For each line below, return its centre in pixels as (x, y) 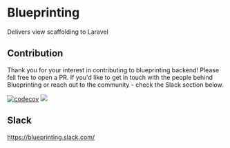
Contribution (35, 53)
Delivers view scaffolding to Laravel (58, 32)
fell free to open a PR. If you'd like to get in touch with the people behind (110, 77)
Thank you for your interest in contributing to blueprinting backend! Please (113, 70)
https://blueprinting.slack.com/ (51, 137)
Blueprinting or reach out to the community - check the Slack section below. (115, 85)
